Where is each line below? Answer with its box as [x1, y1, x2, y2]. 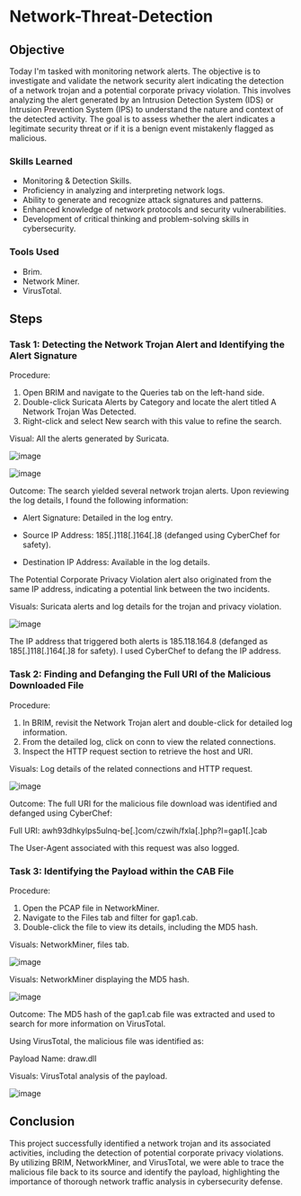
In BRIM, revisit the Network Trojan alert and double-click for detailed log [22, 717, 293, 728]
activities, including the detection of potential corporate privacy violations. [9, 1147, 285, 1158]
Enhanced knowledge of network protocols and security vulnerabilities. [22, 204, 287, 215]
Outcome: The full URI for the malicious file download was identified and [9, 798, 278, 809]
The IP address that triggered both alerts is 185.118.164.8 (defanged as [9, 636, 269, 647]
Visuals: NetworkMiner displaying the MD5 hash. [9, 973, 190, 985]
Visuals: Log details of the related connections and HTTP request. [9, 763, 253, 774]
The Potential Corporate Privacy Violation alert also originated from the [9, 574, 272, 585]
